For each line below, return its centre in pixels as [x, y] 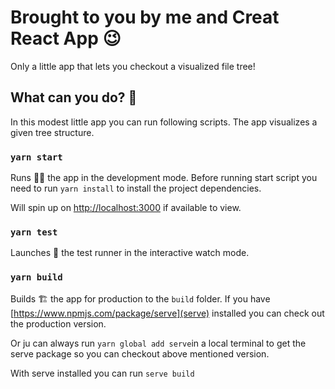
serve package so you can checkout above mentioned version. [140, 353]
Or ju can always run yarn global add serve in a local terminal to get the [158, 343]
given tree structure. [52, 132]
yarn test [34, 232]
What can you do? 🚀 [74, 97]
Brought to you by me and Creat [145, 17]
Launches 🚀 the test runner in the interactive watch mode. [130, 253]
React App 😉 [66, 38]
